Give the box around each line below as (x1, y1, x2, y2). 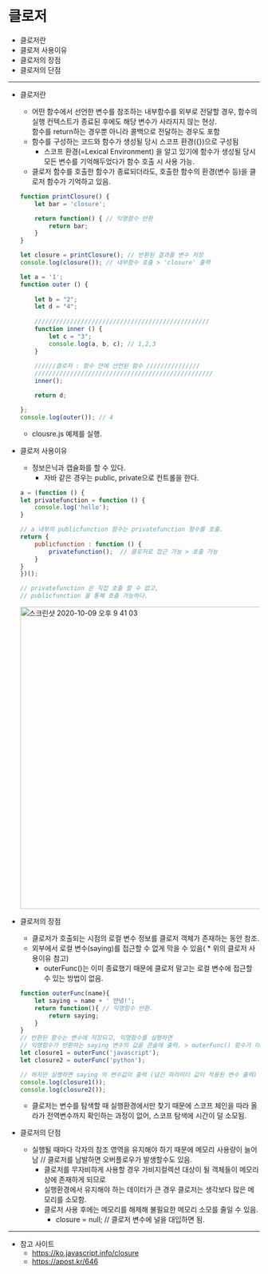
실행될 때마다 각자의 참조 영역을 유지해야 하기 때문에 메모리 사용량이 (31, 1145, 243, 1155)
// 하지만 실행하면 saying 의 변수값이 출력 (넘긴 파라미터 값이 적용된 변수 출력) (19, 1070, 258, 1079)
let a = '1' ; (19, 273, 64, 281)
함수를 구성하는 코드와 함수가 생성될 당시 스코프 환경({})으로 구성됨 (31, 137, 239, 146)
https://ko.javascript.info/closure (31, 1248, 140, 1258)
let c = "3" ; (49, 332, 93, 340)
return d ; (34, 392, 67, 400)
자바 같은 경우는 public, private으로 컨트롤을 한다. (43, 472, 199, 482)
